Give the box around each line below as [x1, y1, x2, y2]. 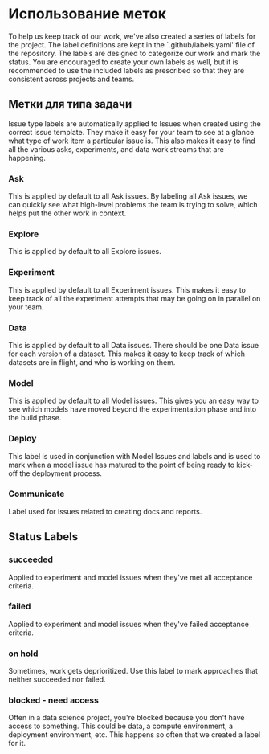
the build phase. [8, 413, 62, 423]
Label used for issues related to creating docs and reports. [8, 506, 202, 516]
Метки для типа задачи [8, 97, 132, 111]
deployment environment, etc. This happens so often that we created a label [8, 730, 261, 740]
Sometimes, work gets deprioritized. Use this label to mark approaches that [8, 666, 259, 676]
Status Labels [8, 530, 79, 543]
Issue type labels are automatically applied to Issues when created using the [8, 118, 261, 129]
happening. [8, 153, 46, 162]
